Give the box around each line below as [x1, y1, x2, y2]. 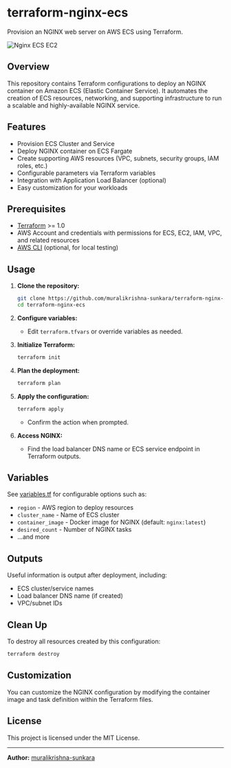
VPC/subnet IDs [16, 599, 63, 608]
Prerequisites [7, 203, 66, 215]
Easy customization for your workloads [16, 183, 128, 191]
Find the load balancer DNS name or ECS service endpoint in [27, 444, 201, 453]
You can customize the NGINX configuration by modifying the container [7, 687, 210, 696]
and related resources [16, 236, 80, 245]
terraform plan [16, 380, 61, 386]
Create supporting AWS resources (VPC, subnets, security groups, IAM [16, 154, 219, 163]
